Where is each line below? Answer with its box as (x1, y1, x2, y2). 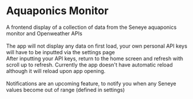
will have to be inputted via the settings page (6, 48, 115, 55)
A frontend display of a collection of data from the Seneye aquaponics (6, 24, 177, 31)
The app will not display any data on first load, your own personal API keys (6, 42, 188, 49)
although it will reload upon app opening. (6, 67, 106, 74)
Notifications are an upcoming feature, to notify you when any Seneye (6, 80, 176, 87)
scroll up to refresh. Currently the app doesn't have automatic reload (6, 61, 173, 68)
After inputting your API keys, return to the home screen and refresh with (6, 55, 184, 62)
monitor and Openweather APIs (6, 29, 83, 37)
